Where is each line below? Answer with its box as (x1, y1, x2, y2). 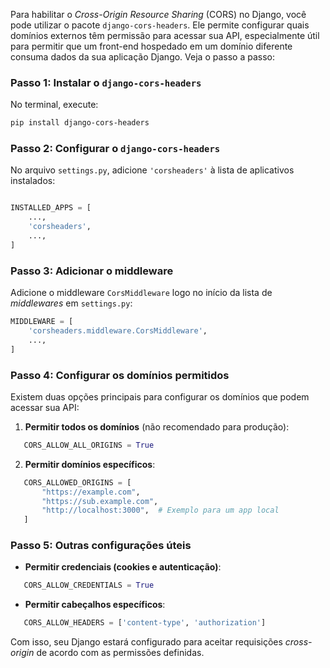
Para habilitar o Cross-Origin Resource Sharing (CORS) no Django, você (10, 9, 307, 20)
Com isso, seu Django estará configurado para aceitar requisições (10, 636, 283, 648)
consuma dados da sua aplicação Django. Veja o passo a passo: (10, 51, 275, 63)
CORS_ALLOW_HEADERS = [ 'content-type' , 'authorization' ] (23, 618, 267, 628)
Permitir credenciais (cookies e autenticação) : (24, 561, 222, 573)
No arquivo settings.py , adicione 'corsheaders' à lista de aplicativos (10, 164, 295, 176)
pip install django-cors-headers (10, 118, 150, 128)
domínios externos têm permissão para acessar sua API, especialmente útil (10, 30, 320, 41)
